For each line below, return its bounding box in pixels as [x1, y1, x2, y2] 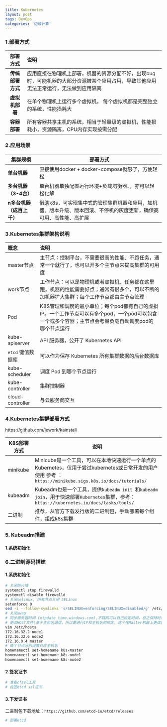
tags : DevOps [5, 16, 32, 21]
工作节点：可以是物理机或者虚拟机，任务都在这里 [39, 278, 155, 285]
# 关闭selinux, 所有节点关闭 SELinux [5, 597, 78, 602]
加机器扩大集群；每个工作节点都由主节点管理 [39, 293, 145, 300]
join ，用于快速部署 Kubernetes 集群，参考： [34, 493, 136, 500]
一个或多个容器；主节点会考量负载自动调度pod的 [39, 318, 154, 325]
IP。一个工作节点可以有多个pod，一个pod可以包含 [39, 310, 158, 317]
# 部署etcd [5, 718, 26, 723]
